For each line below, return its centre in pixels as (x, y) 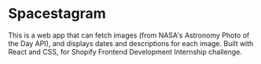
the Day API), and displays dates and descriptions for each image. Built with (131, 43)
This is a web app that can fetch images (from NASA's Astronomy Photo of (129, 35)
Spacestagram (57, 14)
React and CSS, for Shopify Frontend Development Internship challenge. (125, 52)
